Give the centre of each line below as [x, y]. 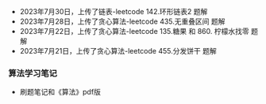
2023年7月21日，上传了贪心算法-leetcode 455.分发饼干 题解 [118, 51]
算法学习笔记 [33, 73]
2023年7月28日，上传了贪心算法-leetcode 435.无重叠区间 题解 [122, 21]
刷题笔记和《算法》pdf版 [60, 92]
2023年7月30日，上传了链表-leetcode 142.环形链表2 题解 [114, 11]
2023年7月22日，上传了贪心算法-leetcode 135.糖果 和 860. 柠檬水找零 [134, 31]
